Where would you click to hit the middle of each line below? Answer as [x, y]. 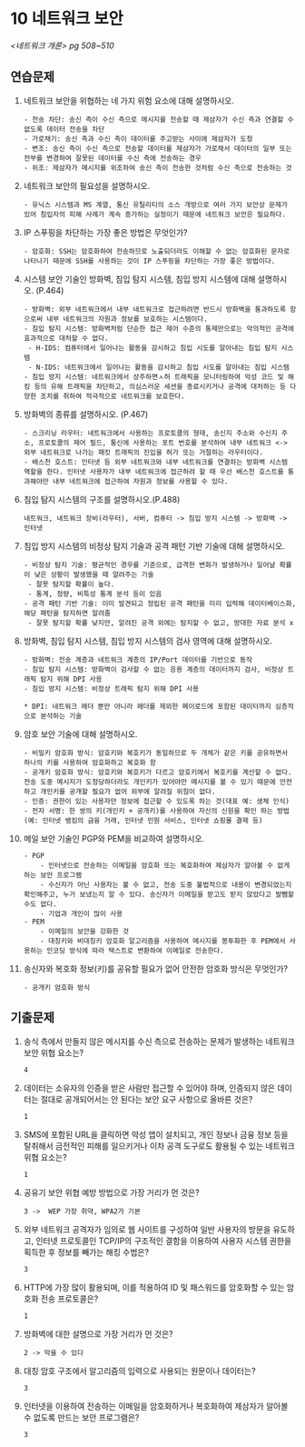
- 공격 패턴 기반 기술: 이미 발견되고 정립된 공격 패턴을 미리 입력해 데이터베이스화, [160, 604]
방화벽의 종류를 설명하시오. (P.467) [86, 414]
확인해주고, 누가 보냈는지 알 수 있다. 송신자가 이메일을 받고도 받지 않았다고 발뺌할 [158, 894]
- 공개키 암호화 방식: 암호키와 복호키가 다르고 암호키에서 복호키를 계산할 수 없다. [157, 772]
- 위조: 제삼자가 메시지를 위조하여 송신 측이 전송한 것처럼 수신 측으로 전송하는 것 [157, 168]
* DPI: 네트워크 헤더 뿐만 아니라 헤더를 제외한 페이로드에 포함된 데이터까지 [147, 706]
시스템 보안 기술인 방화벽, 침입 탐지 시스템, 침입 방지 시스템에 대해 [139, 279]
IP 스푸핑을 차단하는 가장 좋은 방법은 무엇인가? [105, 232]
